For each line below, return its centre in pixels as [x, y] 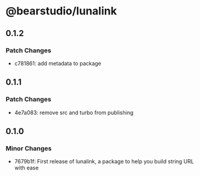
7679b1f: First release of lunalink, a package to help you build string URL [104, 162]
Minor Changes [29, 148]
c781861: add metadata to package [58, 63]
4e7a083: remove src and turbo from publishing [74, 112]
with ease [27, 168]
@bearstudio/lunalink [61, 11]
